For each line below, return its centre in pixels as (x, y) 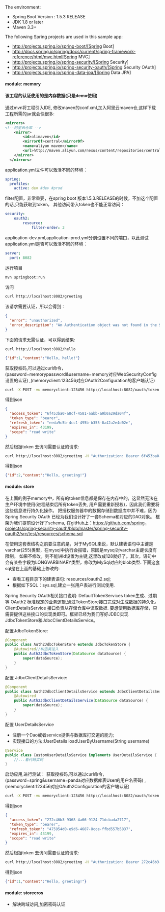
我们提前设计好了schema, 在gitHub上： (53, 523)
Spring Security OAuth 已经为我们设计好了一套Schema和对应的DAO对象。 (80, 516)
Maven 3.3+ (24, 27)
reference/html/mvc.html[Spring (45, 57)
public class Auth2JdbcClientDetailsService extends (60, 692)
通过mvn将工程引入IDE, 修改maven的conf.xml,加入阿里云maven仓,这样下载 (81, 108)
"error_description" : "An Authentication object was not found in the (83, 325)
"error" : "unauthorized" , (36, 321)
